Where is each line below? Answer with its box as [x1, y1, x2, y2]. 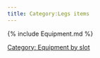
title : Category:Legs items [7, 10, 90, 17]
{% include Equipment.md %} [7, 29, 94, 38]
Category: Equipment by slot [7, 43, 90, 51]
